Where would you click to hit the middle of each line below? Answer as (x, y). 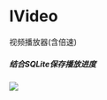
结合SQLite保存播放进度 (53, 64)
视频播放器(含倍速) (43, 42)
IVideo (34, 16)
